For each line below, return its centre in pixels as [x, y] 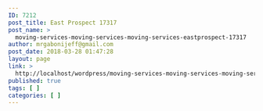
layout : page [29, 59]
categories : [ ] [34, 95]
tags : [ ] [24, 88]
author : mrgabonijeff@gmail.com [61, 45]
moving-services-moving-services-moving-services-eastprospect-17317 [131, 37]
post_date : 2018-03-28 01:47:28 [61, 52]
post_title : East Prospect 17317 [63, 23]
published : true [34, 81]
